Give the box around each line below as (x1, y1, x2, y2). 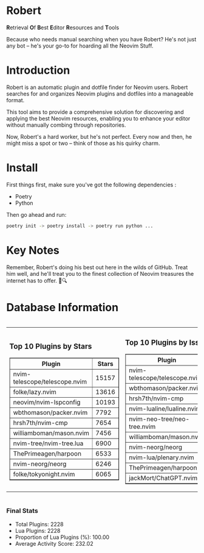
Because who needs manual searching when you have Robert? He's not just (6, 35, 197, 43)
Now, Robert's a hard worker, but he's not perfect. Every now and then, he (6, 133, 192, 140)
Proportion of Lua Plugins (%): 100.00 (15, 534, 110, 541)
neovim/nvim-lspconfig (13, 398, 81, 407)
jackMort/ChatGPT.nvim (128, 474, 198, 482)
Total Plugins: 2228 (15, 520, 64, 527)
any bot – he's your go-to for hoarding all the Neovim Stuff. (6, 42, 154, 49)
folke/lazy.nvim (13, 388, 56, 396)
